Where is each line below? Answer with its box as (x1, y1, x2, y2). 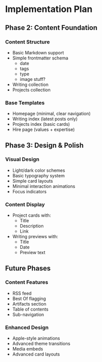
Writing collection (12, 81, 49, 87)
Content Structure (5, 38, 50, 45)
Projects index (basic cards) (12, 121, 70, 127)
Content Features (5, 279, 48, 286)
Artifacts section (12, 301, 46, 307)
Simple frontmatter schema (12, 55, 69, 61)
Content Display (5, 201, 45, 208)
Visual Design (5, 156, 40, 163)
